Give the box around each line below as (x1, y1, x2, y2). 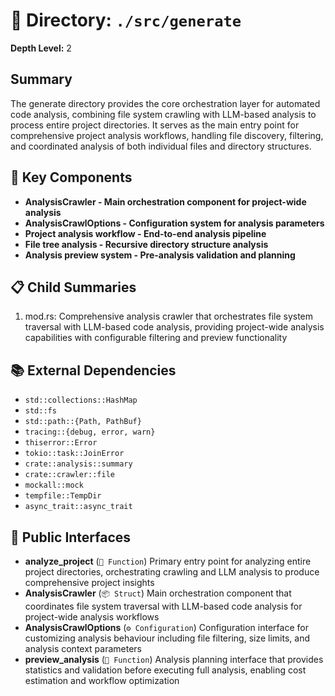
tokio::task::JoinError (24, 449, 125, 459)
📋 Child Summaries (10, 279, 137, 296)
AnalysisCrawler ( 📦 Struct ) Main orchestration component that (24, 587, 292, 599)
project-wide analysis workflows (24, 611, 160, 623)
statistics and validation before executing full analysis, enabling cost (24, 664, 307, 676)
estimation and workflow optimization (24, 675, 180, 686)
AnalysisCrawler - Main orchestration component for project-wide (24, 195, 307, 208)
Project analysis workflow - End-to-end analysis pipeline (24, 227, 267, 239)
